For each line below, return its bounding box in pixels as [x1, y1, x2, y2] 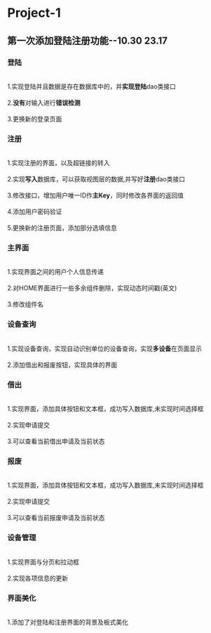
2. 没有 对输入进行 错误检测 [7, 98, 81, 107]
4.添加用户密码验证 [7, 207, 62, 216]
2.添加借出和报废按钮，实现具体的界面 [7, 360, 118, 369]
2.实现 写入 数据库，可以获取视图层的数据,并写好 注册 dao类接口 [7, 175, 186, 183]
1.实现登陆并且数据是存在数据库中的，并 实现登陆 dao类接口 [7, 82, 177, 91]
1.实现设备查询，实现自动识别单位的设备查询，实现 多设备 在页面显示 [7, 344, 202, 353]
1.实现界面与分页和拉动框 [7, 557, 79, 566]
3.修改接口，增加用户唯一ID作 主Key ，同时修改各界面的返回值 [7, 191, 184, 200]
